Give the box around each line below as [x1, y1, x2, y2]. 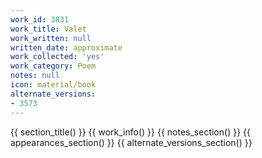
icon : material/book [10, 80, 97, 90]
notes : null [10, 71, 60, 81]
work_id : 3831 [10, 14, 70, 25]
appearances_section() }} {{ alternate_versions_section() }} [10, 136, 253, 148]
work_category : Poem [10, 61, 97, 71]
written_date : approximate [10, 42, 123, 53]
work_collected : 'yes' [10, 52, 105, 62]
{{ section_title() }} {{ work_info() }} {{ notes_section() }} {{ [10, 126, 251, 138]
